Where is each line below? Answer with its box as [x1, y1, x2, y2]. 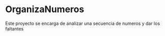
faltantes [5, 25, 24, 31]
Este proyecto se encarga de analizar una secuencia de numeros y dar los [5, 20, 160, 26]
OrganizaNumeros [5, 4, 85, 15]
